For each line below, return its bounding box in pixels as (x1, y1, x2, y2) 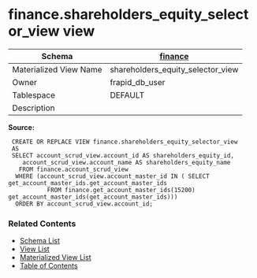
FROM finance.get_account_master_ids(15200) (47, 186, 196, 194)
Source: (8, 122, 35, 132)
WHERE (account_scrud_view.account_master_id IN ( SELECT (15, 172, 210, 180)
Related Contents (8, 218, 76, 229)
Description (12, 102, 55, 113)
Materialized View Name (12, 64, 102, 75)
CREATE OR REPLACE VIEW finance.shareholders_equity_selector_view (11, 138, 238, 146)
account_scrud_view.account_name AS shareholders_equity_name (22, 158, 231, 166)
